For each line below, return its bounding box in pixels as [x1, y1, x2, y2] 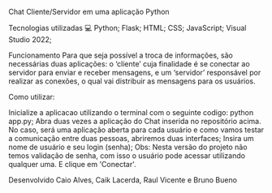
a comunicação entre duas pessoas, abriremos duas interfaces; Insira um [8, 134, 254, 143]
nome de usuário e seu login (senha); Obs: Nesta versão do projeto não [8, 142, 248, 152]
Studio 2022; [8, 35, 52, 44]
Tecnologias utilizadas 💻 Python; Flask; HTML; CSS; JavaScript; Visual [8, 24, 247, 32]
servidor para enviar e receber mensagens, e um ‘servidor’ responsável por [8, 68, 261, 77]
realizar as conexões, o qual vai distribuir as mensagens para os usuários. [8, 76, 256, 86]
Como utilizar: [8, 92, 55, 101]
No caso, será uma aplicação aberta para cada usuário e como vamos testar [8, 125, 265, 135]
